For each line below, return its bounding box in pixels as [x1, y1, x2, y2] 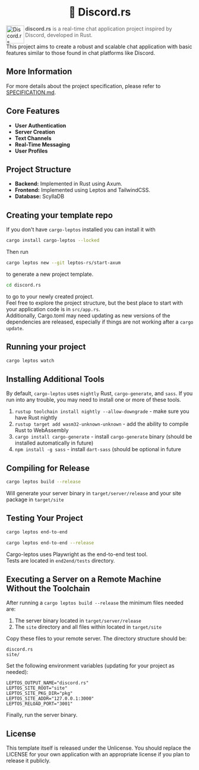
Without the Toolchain [6, 583, 90, 594]
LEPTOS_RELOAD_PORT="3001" [6, 701, 73, 707]
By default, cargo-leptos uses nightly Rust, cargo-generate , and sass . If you [6, 390, 193, 397]
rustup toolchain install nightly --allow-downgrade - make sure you [14, 408, 189, 415]
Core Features [6, 106, 60, 116]
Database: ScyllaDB [14, 193, 64, 200]
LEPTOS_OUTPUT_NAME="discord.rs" [6, 680, 89, 686]
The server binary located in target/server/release [14, 617, 141, 625]
